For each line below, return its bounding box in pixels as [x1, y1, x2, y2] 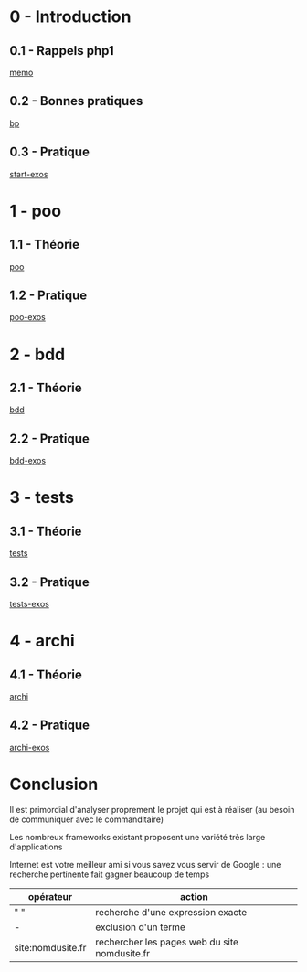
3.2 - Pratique [9, 574, 90, 590]
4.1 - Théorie [9, 667, 82, 682]
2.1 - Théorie [9, 380, 82, 396]
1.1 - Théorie [9, 237, 80, 252]
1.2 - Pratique [9, 288, 88, 304]
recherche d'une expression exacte [95, 905, 248, 918]
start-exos [9, 168, 48, 179]
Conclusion [9, 774, 99, 795]
